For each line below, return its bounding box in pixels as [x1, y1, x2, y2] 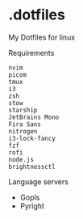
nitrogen [8, 127, 38, 135]
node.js [8, 155, 35, 163]
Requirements [8, 48, 55, 57]
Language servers [8, 176, 68, 187]
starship [8, 106, 38, 114]
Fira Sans [8, 120, 42, 128]
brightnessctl [8, 162, 56, 171]
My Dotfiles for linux [8, 32, 76, 42]
